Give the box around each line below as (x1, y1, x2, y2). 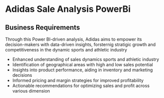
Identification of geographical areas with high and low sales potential (12, 62, 153, 67)
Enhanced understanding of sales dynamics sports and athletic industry (12, 56, 160, 62)
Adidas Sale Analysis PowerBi (5, 3, 131, 15)
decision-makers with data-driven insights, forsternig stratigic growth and (5, 42, 156, 48)
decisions (12, 72, 32, 78)
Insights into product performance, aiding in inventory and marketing (12, 67, 153, 73)
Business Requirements (5, 23, 80, 32)
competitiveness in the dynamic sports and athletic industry (5, 47, 127, 52)
